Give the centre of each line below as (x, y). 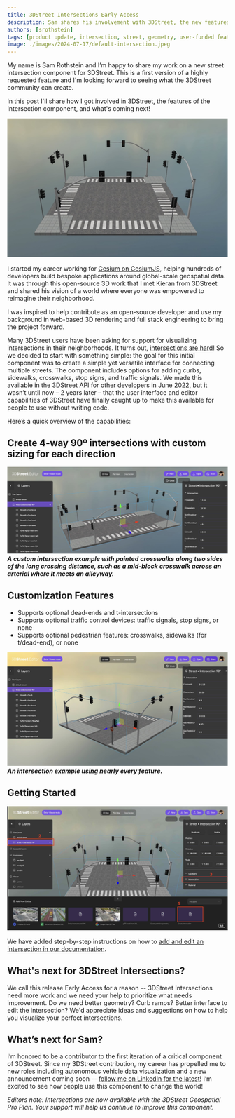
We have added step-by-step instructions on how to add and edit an (106, 941)
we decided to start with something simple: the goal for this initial (101, 355)
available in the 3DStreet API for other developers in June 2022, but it (107, 385)
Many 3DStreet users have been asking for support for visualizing (102, 340)
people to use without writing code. (58, 408)
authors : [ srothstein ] (40, 29)
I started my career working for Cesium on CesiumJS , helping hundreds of (114, 268)
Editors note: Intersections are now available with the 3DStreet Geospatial (114, 1100)
